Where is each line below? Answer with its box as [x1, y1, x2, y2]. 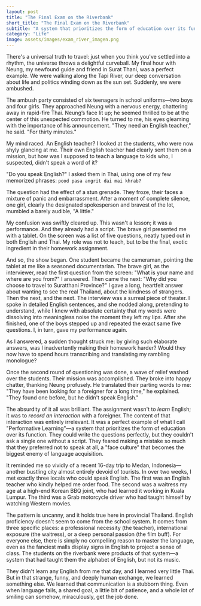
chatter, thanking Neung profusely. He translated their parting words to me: [6, 381, 191, 388]
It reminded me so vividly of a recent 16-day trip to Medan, [6, 462, 151, 469]
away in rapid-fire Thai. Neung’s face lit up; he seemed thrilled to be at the [6, 109, 190, 116]
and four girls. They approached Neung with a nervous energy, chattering [6, 103, 188, 110]
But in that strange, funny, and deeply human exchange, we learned [6, 574, 173, 581]
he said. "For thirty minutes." [6, 128, 77, 135]
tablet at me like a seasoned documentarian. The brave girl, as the [6, 263, 169, 269]
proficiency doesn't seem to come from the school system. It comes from [6, 518, 187, 525]
